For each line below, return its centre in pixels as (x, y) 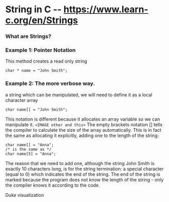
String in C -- (33, 9)
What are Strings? (28, 36)
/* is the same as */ (29, 149)
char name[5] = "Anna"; (31, 154)
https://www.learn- (106, 9)
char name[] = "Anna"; (30, 145)
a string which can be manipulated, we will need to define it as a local (79, 95)
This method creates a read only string (46, 61)
